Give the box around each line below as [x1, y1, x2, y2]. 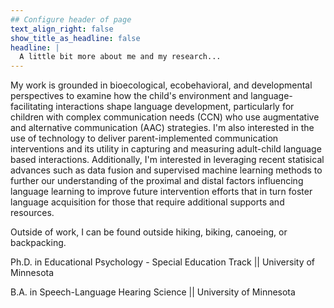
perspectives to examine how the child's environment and [10, 90, 249, 102]
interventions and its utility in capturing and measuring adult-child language [10, 143, 322, 155]
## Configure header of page [10, 14, 132, 25]
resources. [10, 207, 55, 219]
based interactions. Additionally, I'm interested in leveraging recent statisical [10, 154, 325, 166]
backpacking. [10, 237, 67, 249]
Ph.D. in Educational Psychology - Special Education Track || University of [10, 256, 316, 268]
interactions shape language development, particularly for [55, 101, 295, 113]
